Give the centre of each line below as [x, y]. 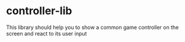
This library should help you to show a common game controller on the [92, 27]
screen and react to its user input [47, 33]
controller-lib [39, 11]
